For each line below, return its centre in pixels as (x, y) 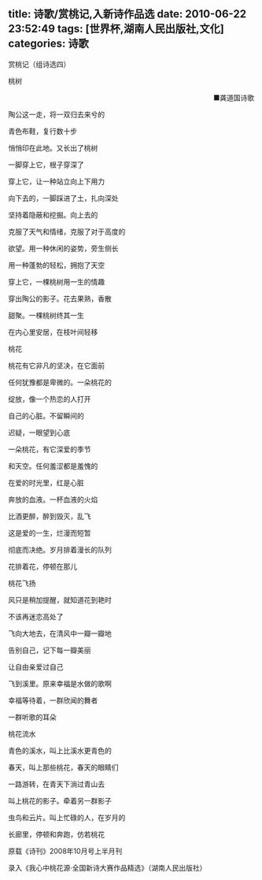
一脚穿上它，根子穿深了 (46, 165)
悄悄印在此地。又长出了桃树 (53, 147)
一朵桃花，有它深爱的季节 (50, 449)
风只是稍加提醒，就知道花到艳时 (60, 600)
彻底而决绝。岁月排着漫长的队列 (60, 549)
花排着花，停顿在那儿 (42, 566)
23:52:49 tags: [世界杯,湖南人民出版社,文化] (116, 29)
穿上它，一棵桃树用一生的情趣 (56, 281)
